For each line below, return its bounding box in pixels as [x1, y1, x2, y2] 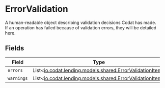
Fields [5, 44, 25, 52]
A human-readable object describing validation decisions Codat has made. [5, 20, 156, 25]
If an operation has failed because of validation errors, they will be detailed [5, 24, 157, 30]
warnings [7, 75, 28, 81]
